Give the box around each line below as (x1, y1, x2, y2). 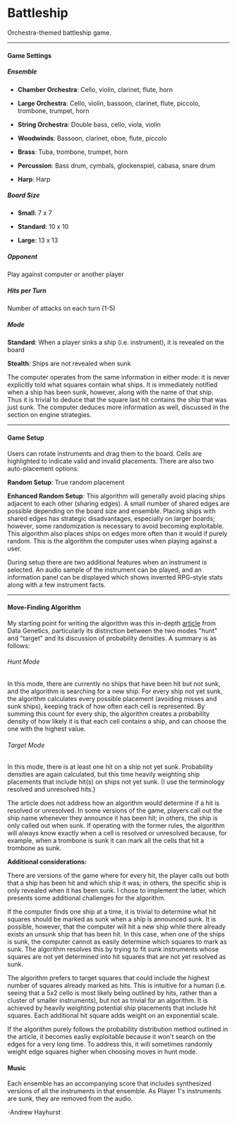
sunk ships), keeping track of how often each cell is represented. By (7, 702, 205, 710)
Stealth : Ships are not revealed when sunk (7, 359, 131, 368)
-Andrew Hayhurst (7, 1108, 61, 1117)
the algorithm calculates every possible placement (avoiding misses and (7, 694, 217, 702)
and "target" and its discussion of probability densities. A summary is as (7, 634, 217, 642)
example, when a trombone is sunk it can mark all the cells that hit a (7, 836, 205, 845)
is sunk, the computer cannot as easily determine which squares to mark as (7, 938, 227, 946)
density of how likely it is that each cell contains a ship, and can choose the (7, 717, 227, 725)
